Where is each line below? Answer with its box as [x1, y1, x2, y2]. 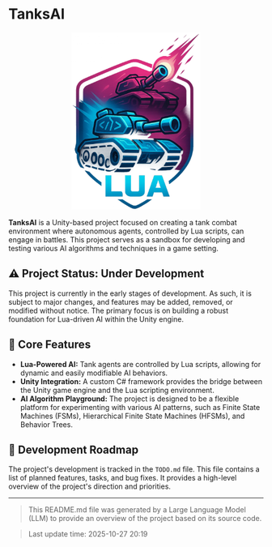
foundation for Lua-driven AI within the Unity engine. [8, 314, 185, 324]
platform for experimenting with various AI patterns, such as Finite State [19, 402, 261, 412]
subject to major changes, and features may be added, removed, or [8, 297, 233, 306]
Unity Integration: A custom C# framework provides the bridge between [19, 376, 263, 386]
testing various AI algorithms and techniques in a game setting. [8, 243, 219, 253]
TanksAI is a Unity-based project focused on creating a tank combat [8, 217, 237, 227]
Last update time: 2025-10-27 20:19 [28, 529, 148, 539]
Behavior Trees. [19, 419, 73, 429]
